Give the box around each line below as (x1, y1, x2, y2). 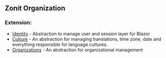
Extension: (5, 19, 32, 26)
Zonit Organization (5, 4, 65, 13)
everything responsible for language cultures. (12, 41, 108, 47)
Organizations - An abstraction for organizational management (12, 46, 143, 52)
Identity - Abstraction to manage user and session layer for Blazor (12, 30, 150, 37)
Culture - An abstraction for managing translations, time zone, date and (12, 36, 161, 42)
